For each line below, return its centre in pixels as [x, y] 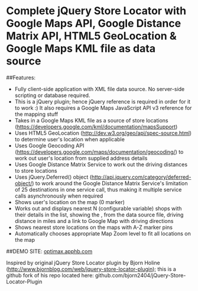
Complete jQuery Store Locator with [96, 11]
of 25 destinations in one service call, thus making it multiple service [98, 189]
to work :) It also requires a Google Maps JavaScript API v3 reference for [103, 108]
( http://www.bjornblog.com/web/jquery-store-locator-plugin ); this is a [91, 269]
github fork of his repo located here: [50, 275]
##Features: [21, 77]
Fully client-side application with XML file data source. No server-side [100, 89]
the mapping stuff [36, 114]
